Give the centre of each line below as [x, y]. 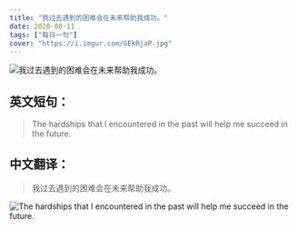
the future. [51, 134]
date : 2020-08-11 [42, 26]
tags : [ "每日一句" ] [44, 35]
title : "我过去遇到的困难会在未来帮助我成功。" [89, 18]
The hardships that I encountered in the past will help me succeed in [160, 124]
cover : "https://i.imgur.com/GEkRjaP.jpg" [91, 43]
